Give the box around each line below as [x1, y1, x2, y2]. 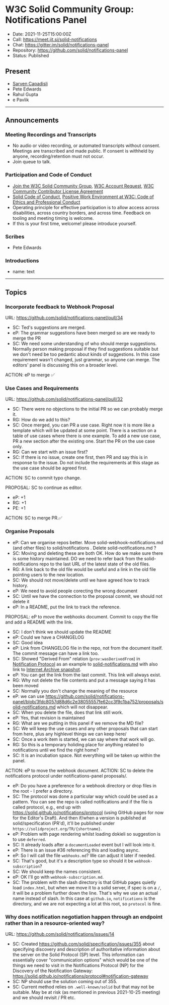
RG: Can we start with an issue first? [12, 449, 88, 455]
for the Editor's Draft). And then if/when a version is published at [12, 815, 146, 821]
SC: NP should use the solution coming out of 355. [12, 978, 117, 984]
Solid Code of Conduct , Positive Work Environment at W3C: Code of [12, 194, 154, 200]
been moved [12, 682, 39, 688]
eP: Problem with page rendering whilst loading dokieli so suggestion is [12, 831, 161, 837]
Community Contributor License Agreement [12, 188, 103, 194]
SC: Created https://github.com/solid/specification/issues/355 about [12, 941, 155, 947]
